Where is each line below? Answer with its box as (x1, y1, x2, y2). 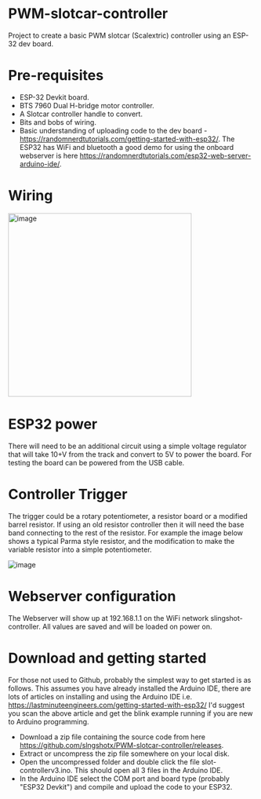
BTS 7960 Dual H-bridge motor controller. (19, 100, 154, 110)
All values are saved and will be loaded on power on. (42, 622, 212, 631)
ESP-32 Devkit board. (19, 92, 90, 102)
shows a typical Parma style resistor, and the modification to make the (8, 536, 235, 545)
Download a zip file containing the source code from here (19, 732, 206, 742)
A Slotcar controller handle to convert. (19, 109, 143, 119)
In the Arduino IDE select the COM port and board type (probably (19, 774, 230, 783)
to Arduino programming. (8, 717, 89, 726)
